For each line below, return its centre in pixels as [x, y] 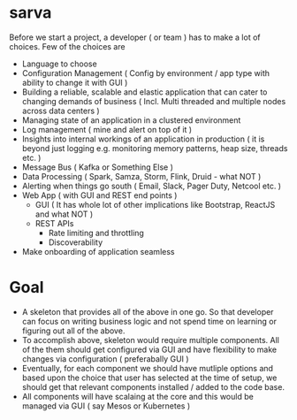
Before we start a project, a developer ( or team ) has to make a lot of [135, 37]
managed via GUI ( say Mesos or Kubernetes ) [106, 406]
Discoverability [76, 242]
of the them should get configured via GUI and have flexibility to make [149, 349]
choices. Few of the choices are [67, 46]
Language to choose [59, 64]
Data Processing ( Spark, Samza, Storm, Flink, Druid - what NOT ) [141, 176]
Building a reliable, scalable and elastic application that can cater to [145, 92]
